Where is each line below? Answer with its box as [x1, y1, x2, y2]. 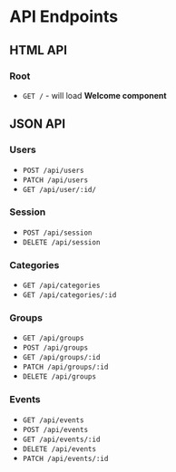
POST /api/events [22, 425, 89, 434]
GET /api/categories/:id [22, 291, 117, 300]
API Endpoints [9, 6, 119, 27]
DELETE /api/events [22, 444, 97, 454]
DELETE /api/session [22, 237, 101, 246]
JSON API [9, 116, 66, 132]
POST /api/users [22, 166, 84, 175]
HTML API [9, 43, 68, 58]
